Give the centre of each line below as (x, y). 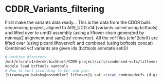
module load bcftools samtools (37, 66)
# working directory (26, 57)
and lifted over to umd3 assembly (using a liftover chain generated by (75, 33)
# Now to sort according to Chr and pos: (48, 71)
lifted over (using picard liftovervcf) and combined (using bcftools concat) (79, 43)
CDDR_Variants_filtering (55, 9)
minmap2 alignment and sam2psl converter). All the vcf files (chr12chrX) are (81, 38)
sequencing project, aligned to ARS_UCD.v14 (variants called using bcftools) (81, 27)
